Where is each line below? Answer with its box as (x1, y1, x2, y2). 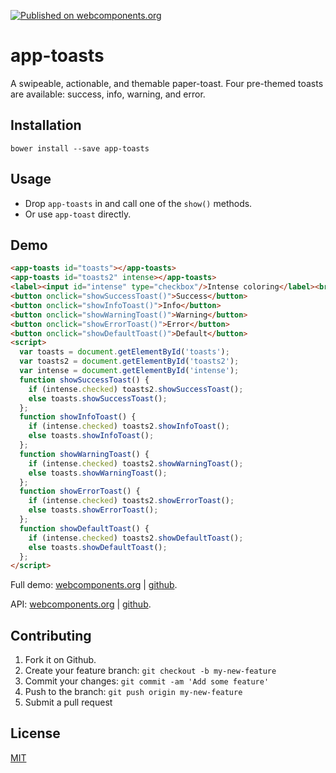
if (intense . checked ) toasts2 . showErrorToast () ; (28, 496, 235, 506)
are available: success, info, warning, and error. (10, 88, 206, 100)
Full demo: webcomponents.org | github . (10, 579, 178, 591)
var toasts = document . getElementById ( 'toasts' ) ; (19, 347, 230, 357)
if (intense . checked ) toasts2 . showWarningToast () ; (28, 458, 244, 469)
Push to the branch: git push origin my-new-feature (24, 686, 243, 698)
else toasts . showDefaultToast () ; (28, 542, 168, 552)
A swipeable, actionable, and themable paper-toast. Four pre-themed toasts (10, 77, 324, 89)
